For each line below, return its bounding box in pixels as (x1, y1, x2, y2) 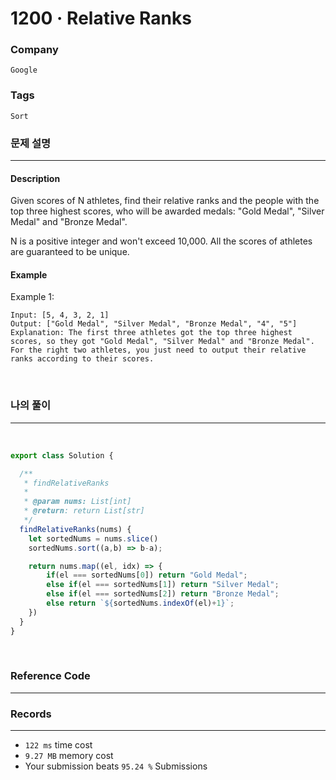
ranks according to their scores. (10, 354, 155, 364)
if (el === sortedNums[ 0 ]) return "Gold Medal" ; (46, 570, 248, 581)
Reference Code (10, 669, 91, 683)
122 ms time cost (24, 739, 93, 751)
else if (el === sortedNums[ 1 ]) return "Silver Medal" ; (46, 580, 280, 590)
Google (10, 65, 38, 76)
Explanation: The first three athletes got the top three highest (10, 328, 293, 338)
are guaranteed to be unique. (10, 246, 130, 258)
